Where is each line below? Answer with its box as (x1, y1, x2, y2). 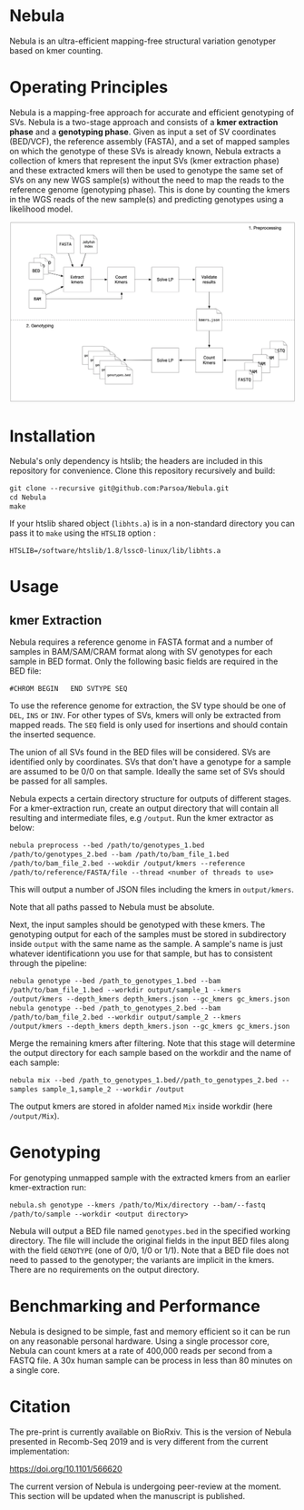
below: (9, 823, 34, 834)
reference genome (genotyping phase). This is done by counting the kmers (9, 183, 290, 195)
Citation (9, 1397, 71, 1417)
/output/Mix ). (9, 1110, 60, 1121)
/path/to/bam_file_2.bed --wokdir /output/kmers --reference (9, 859, 246, 868)
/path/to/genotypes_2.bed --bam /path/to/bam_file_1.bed (9, 850, 230, 859)
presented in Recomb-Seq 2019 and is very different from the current (9, 1436, 269, 1447)
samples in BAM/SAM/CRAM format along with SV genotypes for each (9, 646, 273, 657)
